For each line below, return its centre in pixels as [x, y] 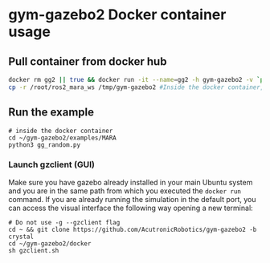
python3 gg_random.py [45, 145]
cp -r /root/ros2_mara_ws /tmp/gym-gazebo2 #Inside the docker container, [136, 87]
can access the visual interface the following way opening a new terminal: [131, 208]
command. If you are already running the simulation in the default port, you [132, 199]
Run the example [51, 113]
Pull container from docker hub [88, 61]
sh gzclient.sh [34, 250]
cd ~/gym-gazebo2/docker [50, 243]
